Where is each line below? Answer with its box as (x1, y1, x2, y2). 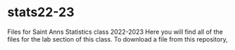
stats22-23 (7, 4, 75, 20)
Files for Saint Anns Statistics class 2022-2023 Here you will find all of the (7, 27, 224, 36)
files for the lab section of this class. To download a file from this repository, (7, 35, 228, 43)
